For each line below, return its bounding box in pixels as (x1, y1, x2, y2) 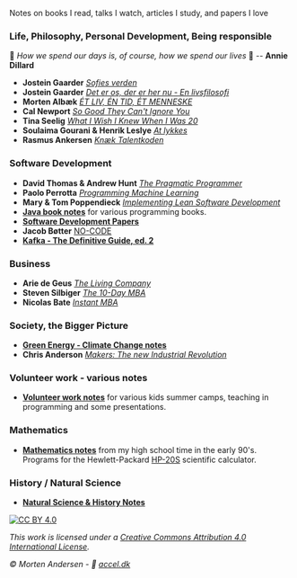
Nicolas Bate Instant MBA (22, 297, 118, 307)
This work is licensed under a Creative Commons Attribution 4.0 (9, 532, 247, 543)
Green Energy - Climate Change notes (22, 340, 168, 351)
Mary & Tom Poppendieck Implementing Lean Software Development (22, 197, 281, 208)
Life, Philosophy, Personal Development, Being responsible (9, 30, 272, 42)
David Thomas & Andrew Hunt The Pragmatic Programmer (22, 177, 242, 188)
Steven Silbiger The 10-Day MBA (22, 287, 146, 298)
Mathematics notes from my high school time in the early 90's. (22, 444, 258, 455)
